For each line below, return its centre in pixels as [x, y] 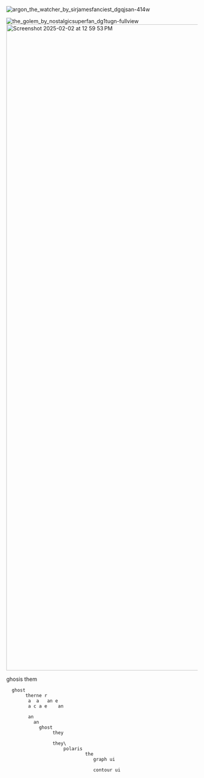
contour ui [107, 770]
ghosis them [22, 679]
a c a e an [46, 706]
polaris [73, 749]
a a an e [43, 701]
